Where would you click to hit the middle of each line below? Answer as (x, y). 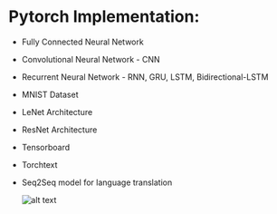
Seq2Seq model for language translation (97, 182)
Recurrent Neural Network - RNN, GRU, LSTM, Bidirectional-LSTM (145, 77)
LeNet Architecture (57, 112)
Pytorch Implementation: (104, 17)
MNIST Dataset (50, 94)
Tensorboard (46, 147)
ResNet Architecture (59, 130)
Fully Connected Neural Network (82, 42)
